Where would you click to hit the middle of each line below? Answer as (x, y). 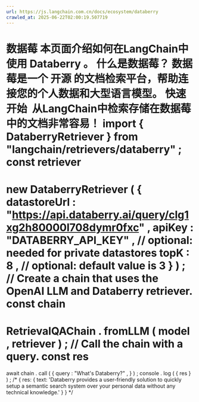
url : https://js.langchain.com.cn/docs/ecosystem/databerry (83, 12)
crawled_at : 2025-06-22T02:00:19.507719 (57, 17)
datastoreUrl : (41, 202)
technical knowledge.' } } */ (40, 392)
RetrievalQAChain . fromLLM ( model (98, 331)
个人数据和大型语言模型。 (100, 94)
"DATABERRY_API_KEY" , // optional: (99, 240)
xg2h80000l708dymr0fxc (73, 227)
